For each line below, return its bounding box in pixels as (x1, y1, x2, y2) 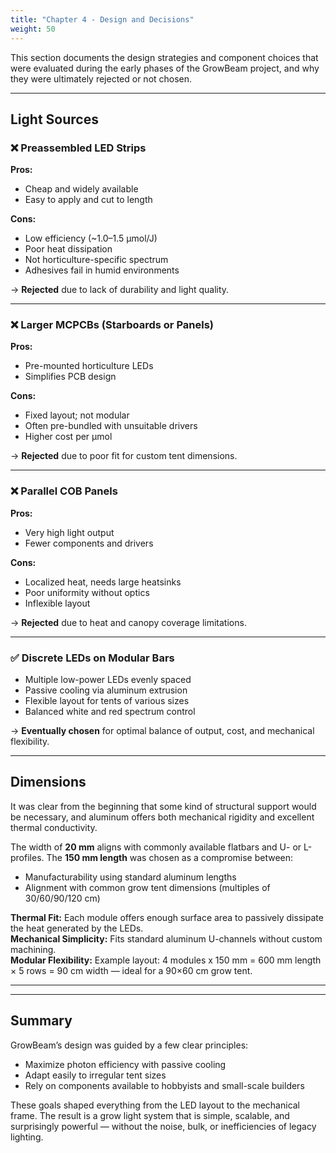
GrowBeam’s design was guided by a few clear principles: (10, 1039, 249, 1051)
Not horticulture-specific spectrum (24, 254, 169, 266)
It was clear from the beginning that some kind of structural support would (10, 800, 317, 812)
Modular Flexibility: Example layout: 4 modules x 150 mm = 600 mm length (10, 954, 322, 966)
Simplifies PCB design (24, 371, 117, 383)
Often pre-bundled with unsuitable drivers (24, 420, 198, 432)
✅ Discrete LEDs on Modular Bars (10, 651, 175, 665)
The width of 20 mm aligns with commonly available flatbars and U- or (10, 841, 302, 853)
